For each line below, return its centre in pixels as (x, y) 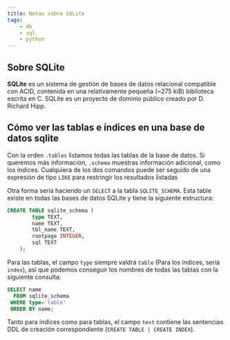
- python (32, 39)
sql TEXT (45, 243)
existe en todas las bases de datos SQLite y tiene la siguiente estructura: (111, 198)
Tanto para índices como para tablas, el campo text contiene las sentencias (115, 322)
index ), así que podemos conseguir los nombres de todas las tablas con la (113, 270)
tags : (15, 20)
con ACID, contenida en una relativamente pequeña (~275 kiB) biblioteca (111, 91)
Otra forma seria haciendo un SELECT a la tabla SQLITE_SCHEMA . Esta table (109, 190)
